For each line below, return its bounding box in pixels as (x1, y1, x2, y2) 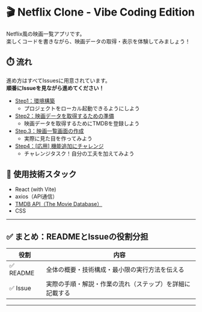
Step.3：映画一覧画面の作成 (14, 127, 84, 134)
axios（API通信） (14, 193, 58, 200)
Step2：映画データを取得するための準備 (14, 112, 114, 119)
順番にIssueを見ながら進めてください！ (6, 84, 105, 92)
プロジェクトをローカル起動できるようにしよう (23, 104, 140, 112)
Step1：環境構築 (14, 97, 55, 104)
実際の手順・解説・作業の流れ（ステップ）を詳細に (46, 280, 191, 289)
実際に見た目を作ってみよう (23, 134, 93, 142)
